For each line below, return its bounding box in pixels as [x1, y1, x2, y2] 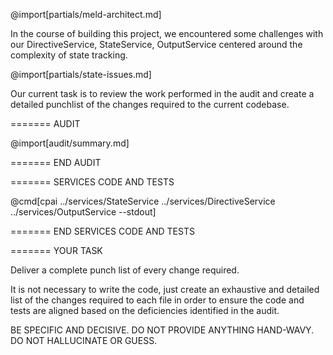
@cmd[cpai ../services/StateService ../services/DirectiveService [10, 195, 276, 207]
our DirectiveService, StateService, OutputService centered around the [10, 39, 303, 50]
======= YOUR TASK [10, 245, 103, 256]
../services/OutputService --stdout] [10, 206, 157, 218]
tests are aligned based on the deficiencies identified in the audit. [10, 305, 280, 316]
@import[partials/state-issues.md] [10, 69, 152, 80]
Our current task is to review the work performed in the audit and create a [10, 88, 315, 99]
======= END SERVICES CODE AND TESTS [10, 225, 195, 237]
